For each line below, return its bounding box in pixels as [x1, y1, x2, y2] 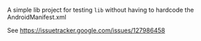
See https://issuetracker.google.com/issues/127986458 [7, 27, 166, 34]
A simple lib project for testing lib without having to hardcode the [7, 6, 195, 14]
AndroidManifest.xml [7, 13, 67, 21]
